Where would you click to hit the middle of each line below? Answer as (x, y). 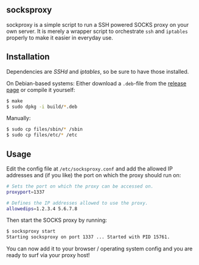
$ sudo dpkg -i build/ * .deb (42, 107)
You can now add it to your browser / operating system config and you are (100, 249)
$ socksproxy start (31, 231)
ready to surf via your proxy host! (48, 255)
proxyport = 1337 (26, 192)
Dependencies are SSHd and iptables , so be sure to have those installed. (98, 71)
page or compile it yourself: (41, 90)
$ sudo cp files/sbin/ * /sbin (45, 129)
